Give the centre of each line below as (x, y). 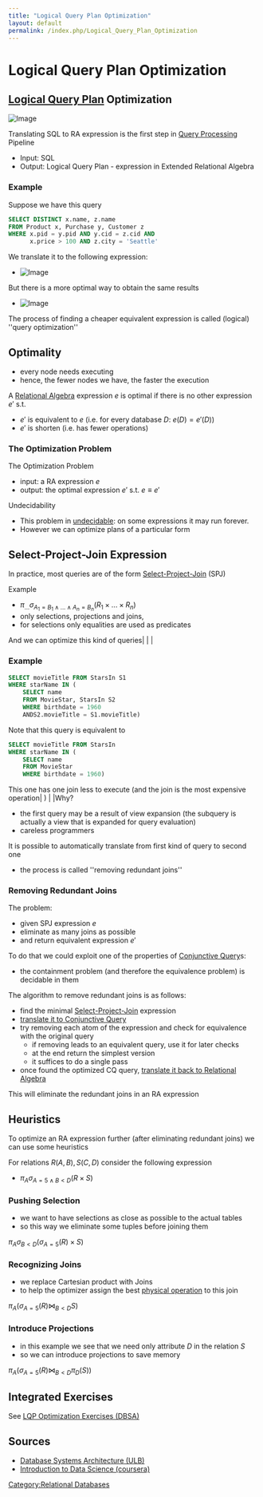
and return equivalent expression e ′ (78, 940)
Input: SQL (37, 158)
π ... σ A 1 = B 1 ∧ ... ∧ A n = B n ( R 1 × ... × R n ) (78, 606)
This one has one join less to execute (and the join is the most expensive (127, 790)
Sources (29, 1441)
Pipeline (22, 143)
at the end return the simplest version (93, 1053)
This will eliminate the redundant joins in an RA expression (104, 1094)
